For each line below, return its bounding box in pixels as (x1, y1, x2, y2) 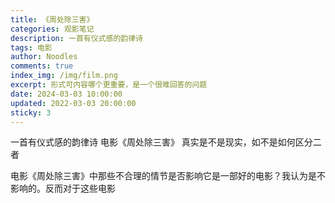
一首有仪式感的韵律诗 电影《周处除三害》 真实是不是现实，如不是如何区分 (10, 136, 313, 148)
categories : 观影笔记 (10, 24, 95, 34)
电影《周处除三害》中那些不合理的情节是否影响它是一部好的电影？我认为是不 (10, 170, 326, 182)
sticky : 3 (10, 107, 52, 118)
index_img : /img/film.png (10, 71, 118, 81)
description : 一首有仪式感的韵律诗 (10, 33, 143, 43)
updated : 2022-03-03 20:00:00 (10, 98, 137, 108)
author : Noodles (10, 52, 78, 62)
